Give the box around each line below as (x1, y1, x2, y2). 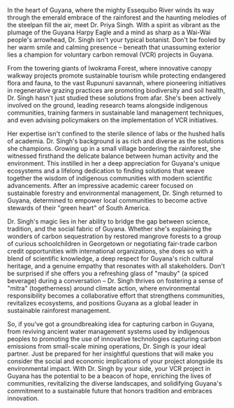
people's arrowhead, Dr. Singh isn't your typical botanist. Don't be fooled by (7, 36, 226, 44)
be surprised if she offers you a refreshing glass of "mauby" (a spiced (7, 269, 209, 277)
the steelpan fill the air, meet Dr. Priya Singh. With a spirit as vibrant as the (7, 21, 221, 29)
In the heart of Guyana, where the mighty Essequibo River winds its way (7, 6, 214, 14)
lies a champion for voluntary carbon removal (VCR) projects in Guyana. (7, 50, 214, 59)
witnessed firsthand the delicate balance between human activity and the (7, 152, 219, 160)
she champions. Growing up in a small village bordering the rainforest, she (7, 145, 221, 152)
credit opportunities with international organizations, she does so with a (7, 247, 214, 255)
